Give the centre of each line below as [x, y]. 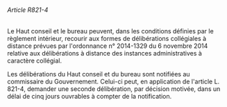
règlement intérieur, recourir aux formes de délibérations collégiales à [107, 39]
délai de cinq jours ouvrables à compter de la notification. [90, 97]
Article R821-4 [28, 10]
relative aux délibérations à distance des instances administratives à [105, 53]
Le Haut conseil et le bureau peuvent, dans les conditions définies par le [110, 31]
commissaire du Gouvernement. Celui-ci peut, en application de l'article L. [113, 82]
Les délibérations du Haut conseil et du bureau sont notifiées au [99, 74]
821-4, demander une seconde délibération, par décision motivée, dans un [114, 89]
